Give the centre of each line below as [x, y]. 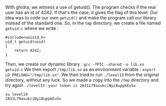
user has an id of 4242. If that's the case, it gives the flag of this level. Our [81, 12]
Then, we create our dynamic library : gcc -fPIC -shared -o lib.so [74, 64]
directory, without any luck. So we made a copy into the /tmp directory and [82, 80]
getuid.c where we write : [32, 28]
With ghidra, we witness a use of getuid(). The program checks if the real [80, 7]
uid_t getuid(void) [25, 42]
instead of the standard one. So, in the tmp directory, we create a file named [83, 23]
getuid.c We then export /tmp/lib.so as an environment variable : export [80, 69]
